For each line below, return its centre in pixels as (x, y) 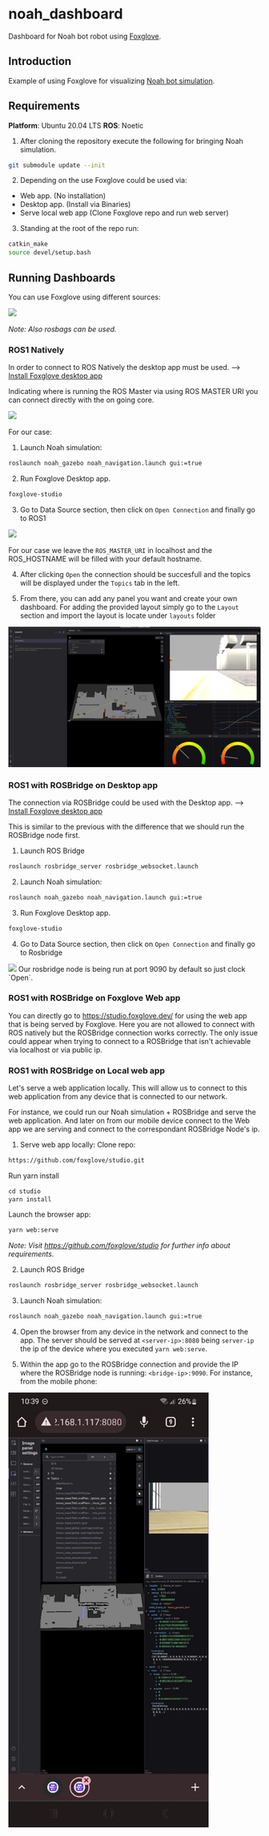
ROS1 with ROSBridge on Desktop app (83, 785)
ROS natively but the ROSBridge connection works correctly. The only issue (133, 1033)
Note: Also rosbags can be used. (62, 329)
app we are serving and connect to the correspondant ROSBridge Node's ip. (134, 1129)
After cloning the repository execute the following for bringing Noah (132, 140)
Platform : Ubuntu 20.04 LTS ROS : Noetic (76, 125)
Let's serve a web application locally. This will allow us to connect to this (128, 1088)
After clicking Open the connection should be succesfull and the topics (135, 575)
